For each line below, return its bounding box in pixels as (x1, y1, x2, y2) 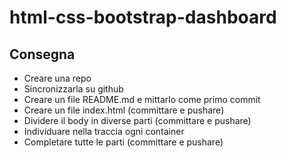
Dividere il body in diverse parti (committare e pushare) (23, 115, 252, 126)
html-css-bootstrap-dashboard (9, 6, 277, 29)
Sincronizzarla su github (23, 83, 124, 95)
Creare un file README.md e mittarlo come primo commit (23, 94, 261, 105)
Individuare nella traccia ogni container (23, 126, 185, 137)
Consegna (9, 46, 76, 63)
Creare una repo (23, 72, 92, 84)
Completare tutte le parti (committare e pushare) (23, 136, 224, 148)
